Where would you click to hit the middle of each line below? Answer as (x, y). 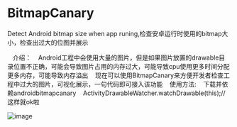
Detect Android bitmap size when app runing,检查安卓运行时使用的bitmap (115, 33)
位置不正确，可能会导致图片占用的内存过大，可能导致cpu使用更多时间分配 (121, 66)
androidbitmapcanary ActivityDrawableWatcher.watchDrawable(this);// (119, 93)
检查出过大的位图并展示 (54, 42)
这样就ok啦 (24, 101)
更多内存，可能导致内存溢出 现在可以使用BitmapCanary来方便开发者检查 (116, 75)
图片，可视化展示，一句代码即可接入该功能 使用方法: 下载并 (130, 84)
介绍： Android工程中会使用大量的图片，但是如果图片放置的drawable (116, 57)
